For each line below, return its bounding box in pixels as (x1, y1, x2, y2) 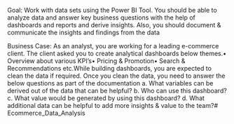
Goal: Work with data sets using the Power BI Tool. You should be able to (7, 6, 217, 14)
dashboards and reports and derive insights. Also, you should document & (7, 21, 221, 29)
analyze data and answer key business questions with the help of (7, 13, 196, 22)
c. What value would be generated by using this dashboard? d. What (7, 94, 205, 102)
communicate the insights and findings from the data (7, 28, 160, 36)
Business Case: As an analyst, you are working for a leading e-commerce (7, 42, 219, 50)
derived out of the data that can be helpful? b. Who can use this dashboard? (7, 87, 228, 95)
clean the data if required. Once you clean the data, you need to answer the (7, 71, 226, 80)
